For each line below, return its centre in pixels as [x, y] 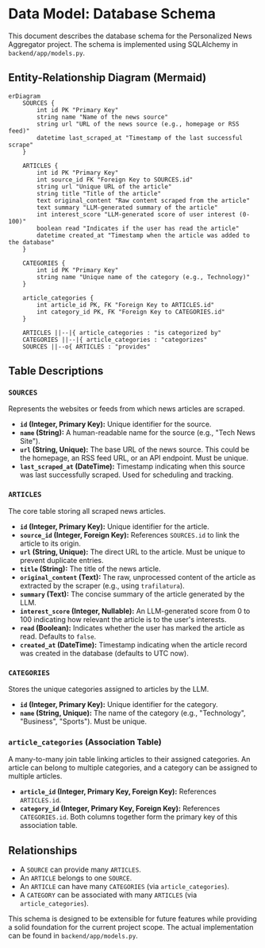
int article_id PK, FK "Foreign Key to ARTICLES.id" [126, 305]
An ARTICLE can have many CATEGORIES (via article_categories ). [125, 887]
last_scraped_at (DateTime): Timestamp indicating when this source [132, 467]
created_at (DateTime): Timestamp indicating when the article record [133, 644]
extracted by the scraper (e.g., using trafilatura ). [102, 585]
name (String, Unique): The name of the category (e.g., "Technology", [132, 713]
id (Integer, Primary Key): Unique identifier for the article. [114, 526]
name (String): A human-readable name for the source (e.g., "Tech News [137, 433]
